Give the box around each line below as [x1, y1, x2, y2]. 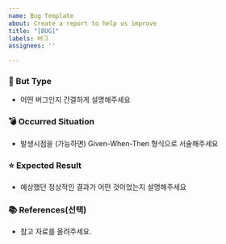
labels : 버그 [8, 34, 49, 43]
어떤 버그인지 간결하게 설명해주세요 [19, 95, 131, 105]
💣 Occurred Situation [8, 116, 95, 128]
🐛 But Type [8, 76, 52, 87]
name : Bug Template [8, 11, 74, 20]
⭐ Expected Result [8, 159, 82, 170]
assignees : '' [8, 42, 56, 50]
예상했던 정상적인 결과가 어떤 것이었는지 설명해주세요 [19, 183, 187, 192]
